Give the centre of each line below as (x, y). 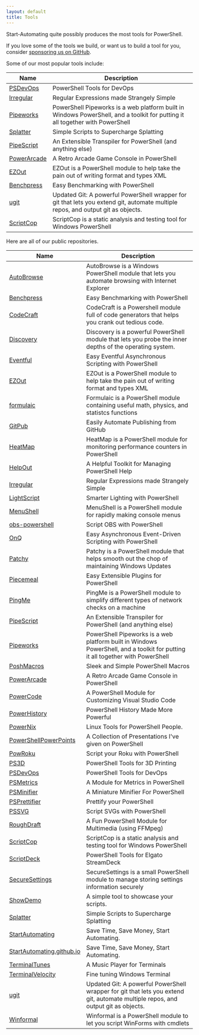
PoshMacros (27, 666)
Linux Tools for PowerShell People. (134, 727)
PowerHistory (28, 713)
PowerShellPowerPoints (42, 740)
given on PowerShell (115, 743)
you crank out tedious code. (125, 322)
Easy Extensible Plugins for (124, 576)
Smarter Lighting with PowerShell (132, 497)
